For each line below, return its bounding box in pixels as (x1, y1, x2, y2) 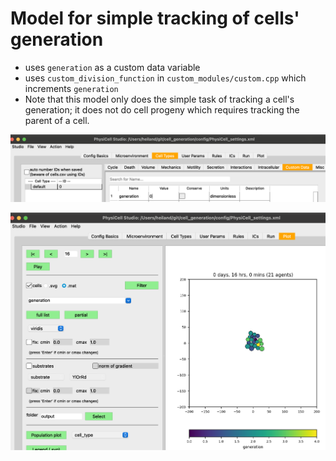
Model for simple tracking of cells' (10, 7, 300, 30)
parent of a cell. (24, 114, 90, 126)
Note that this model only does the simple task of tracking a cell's (24, 93, 295, 105)
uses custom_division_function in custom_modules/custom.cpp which (24, 72, 307, 84)
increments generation (24, 82, 119, 94)
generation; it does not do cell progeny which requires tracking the (24, 103, 300, 116)
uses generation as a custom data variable (24, 61, 201, 73)
